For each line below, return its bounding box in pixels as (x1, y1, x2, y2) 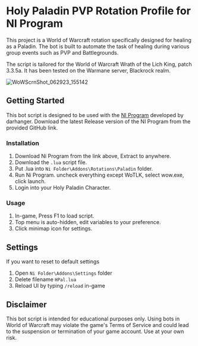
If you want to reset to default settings (6, 258, 100, 265)
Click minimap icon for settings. (14, 225, 93, 232)
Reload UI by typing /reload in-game (14, 282, 105, 290)
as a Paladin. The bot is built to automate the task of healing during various (6, 43, 190, 50)
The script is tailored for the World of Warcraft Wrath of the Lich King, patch (6, 61, 192, 68)
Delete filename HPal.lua (14, 276, 77, 283)
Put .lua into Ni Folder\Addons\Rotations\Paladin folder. (14, 165, 153, 172)
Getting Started (6, 96, 65, 106)
